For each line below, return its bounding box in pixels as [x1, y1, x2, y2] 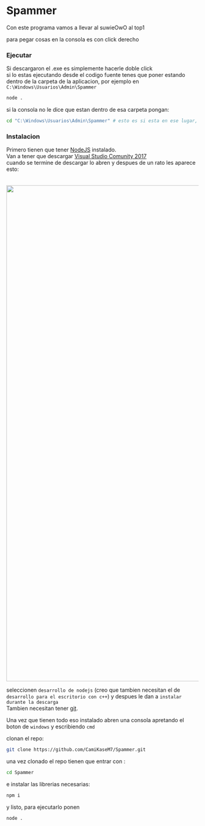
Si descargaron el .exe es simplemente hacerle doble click [6, 65, 153, 72]
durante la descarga [6, 700, 59, 706]
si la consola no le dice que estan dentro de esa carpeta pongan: [6, 106, 170, 114]
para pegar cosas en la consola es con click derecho [6, 35, 139, 43]
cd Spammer [6, 770, 34, 776]
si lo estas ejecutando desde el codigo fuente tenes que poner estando [6, 71, 185, 79]
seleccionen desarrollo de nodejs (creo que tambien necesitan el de [6, 686, 181, 694]
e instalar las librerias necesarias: [6, 781, 90, 788]
